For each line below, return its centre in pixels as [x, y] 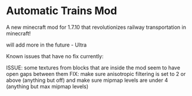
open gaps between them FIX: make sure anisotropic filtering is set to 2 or [96, 74]
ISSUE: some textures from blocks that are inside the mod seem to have [93, 67]
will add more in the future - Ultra [47, 45]
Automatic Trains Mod [62, 11]
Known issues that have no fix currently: [55, 56]
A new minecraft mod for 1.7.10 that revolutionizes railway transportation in [96, 27]
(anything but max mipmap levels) [47, 86]
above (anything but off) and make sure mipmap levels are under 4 [87, 80]
